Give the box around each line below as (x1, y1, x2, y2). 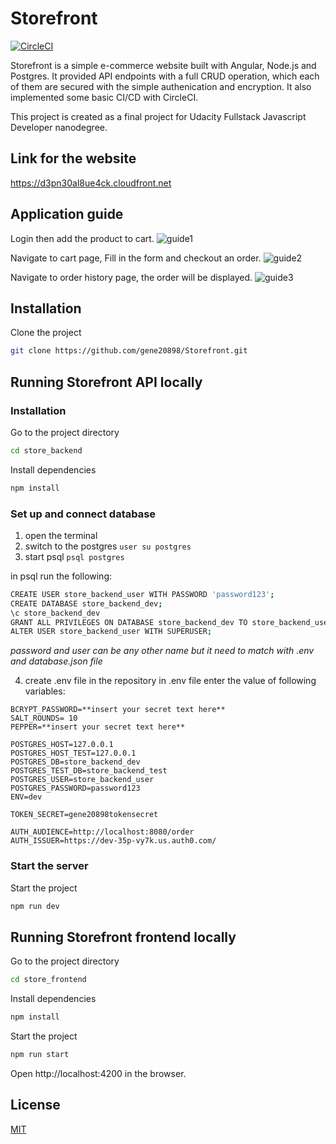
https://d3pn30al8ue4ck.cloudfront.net (10, 177, 172, 189)
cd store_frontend (10, 975, 87, 985)
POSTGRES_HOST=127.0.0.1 (10, 740, 114, 750)
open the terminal (24, 529, 98, 541)
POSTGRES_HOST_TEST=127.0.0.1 (10, 748, 137, 759)
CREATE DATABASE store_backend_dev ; (10, 598, 163, 609)
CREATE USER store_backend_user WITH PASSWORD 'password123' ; (10, 589, 275, 599)
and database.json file (10, 655, 103, 667)
